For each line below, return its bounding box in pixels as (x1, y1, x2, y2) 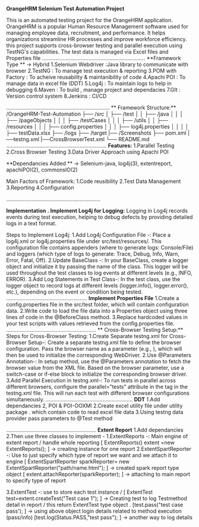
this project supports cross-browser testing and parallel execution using (6, 42, 183, 49)
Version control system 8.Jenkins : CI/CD (6, 92, 107, 99)
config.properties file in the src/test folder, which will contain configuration (6, 301, 189, 308)
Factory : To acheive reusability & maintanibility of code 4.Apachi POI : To (6, 74, 186, 80)
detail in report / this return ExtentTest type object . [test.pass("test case (6, 501, 184, 508)
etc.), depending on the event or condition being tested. (6, 288, 143, 295)
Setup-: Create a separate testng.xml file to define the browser (27, 339, 182, 346)
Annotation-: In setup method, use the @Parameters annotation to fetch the (6, 358, 191, 365)
